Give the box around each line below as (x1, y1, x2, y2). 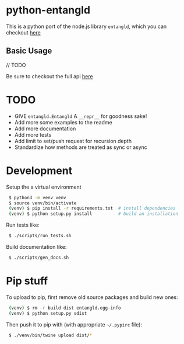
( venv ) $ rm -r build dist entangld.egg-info (8, 305, 121, 311)
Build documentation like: (6, 244, 67, 250)
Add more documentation (14, 125, 76, 132)
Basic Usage (6, 46, 52, 56)
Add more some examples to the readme (14, 119, 112, 126)
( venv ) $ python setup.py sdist (8, 310, 87, 316)
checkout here (6, 29, 41, 36)
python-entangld (6, 4, 91, 17)
